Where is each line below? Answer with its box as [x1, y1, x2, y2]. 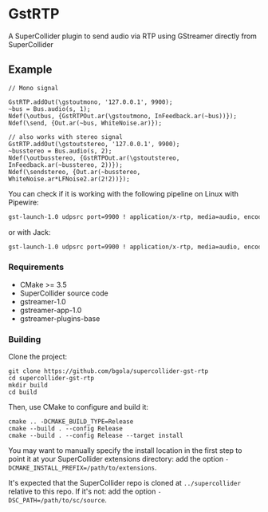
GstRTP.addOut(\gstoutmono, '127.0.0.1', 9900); [8, 97, 173, 106]
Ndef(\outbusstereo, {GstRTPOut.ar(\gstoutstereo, [8, 153, 180, 162]
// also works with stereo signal [8, 133, 124, 141]
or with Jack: [8, 227, 51, 236]
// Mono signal [8, 84, 59, 92]
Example [8, 63, 53, 77]
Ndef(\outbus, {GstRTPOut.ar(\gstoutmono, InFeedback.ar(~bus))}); [8, 112, 238, 120]
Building [8, 333, 41, 344]
